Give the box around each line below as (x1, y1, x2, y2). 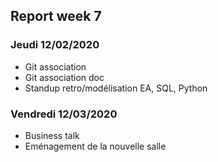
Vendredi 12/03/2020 (10, 107, 118, 121)
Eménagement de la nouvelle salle (24, 140, 167, 152)
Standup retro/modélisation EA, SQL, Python (24, 82, 208, 94)
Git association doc (24, 71, 105, 83)
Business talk (24, 129, 80, 141)
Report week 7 (10, 8, 102, 25)
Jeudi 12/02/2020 (10, 38, 100, 52)
